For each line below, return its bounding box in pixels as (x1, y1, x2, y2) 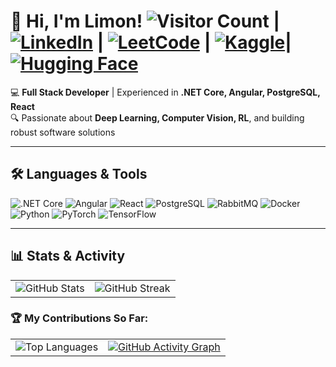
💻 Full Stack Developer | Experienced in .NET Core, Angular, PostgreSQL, (10, 86, 321, 98)
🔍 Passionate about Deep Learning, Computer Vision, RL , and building (10, 111, 305, 124)
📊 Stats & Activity (10, 248, 126, 265)
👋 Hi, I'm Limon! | (10, 10, 280, 33)
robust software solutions (10, 126, 116, 138)
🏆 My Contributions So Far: (10, 311, 149, 325)
